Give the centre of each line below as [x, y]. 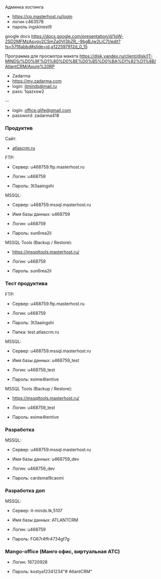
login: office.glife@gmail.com [41, 110]
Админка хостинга [24, 7]
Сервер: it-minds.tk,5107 [37, 511]
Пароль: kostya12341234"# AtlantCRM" [52, 572]
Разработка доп [25, 490]
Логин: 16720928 [30, 562]
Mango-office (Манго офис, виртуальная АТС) [63, 552]
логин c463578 [28, 22]
